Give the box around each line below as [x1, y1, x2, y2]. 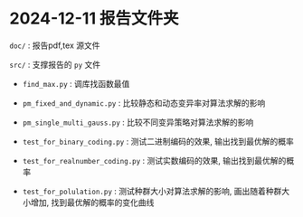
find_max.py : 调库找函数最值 [22, 78, 130, 89]
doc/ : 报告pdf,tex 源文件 [9, 40, 100, 51]
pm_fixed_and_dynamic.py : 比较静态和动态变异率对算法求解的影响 [22, 97, 266, 108]
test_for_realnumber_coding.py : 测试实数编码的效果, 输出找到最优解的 [22, 155, 287, 165]
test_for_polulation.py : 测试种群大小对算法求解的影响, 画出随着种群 [22, 185, 282, 196]
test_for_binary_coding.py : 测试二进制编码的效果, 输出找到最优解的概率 [22, 136, 294, 146]
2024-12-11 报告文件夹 [9, 8, 179, 29]
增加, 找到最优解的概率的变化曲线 [30, 196, 155, 208]
